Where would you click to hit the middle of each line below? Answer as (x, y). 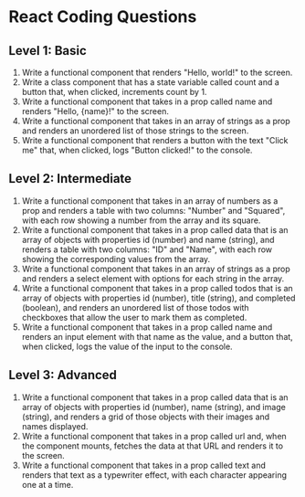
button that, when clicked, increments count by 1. (114, 92)
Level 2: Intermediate (70, 179)
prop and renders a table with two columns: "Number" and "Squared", (153, 210)
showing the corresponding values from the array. (116, 259)
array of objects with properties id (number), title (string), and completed (158, 298)
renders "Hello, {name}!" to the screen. (95, 111)
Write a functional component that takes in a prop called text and (144, 465)
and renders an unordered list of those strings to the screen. (135, 131)
